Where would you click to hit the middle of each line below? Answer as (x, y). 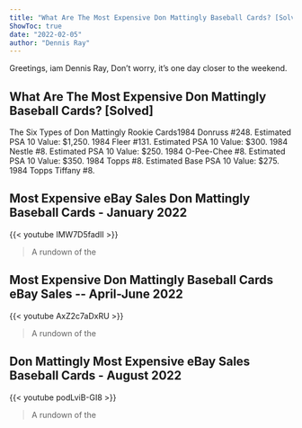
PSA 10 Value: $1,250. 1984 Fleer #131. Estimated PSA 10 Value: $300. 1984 (149, 142)
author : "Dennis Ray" (50, 43)
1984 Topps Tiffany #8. (52, 171)
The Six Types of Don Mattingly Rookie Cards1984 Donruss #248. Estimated (151, 132)
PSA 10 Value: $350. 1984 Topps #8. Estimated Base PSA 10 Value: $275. (145, 161)
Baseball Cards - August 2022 (96, 375)
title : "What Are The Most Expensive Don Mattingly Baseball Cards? (140, 18)
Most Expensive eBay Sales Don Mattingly (130, 199)
